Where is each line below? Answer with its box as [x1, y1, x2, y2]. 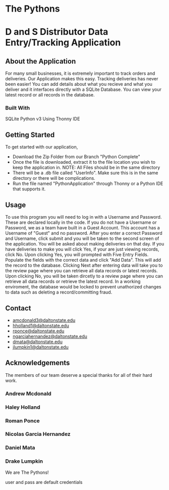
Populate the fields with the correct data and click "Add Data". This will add [5, 257, 161, 263]
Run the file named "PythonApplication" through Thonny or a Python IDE [12, 180, 163, 187]
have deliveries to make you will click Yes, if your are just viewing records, [5, 246, 159, 253]
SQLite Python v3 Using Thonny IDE [5, 116, 80, 122]
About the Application [5, 57, 76, 66]
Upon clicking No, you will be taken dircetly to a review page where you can [5, 273, 163, 279]
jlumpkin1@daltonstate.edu [12, 344, 69, 350]
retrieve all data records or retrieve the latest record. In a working [5, 278, 141, 284]
